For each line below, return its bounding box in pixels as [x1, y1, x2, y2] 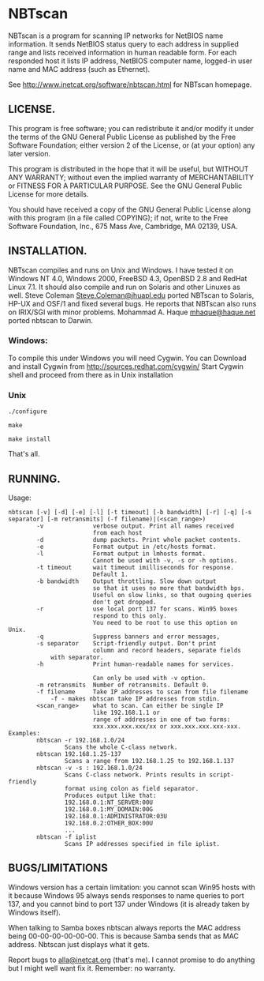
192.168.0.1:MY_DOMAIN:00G [64, 805, 154, 814]
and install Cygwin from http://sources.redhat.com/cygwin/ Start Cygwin [8, 361, 244, 371]
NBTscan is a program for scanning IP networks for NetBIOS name [8, 31, 224, 40]
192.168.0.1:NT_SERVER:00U [64, 799, 154, 806]
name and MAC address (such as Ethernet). [8, 64, 151, 73]
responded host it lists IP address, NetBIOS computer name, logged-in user [8, 56, 253, 66]
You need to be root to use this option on [92, 618, 238, 626]
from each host [92, 528, 143, 537]
